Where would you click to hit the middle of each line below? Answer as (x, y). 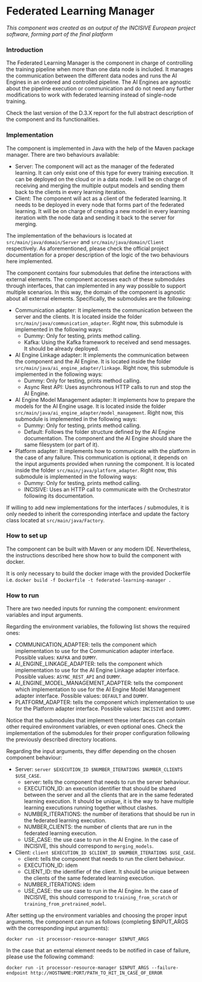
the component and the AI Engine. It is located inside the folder (93, 361)
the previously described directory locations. (62, 740)
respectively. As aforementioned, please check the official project (87, 248)
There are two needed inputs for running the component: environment (93, 608)
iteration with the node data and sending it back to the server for (95, 217)
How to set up (27, 536)
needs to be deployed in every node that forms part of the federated (99, 205)
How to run (23, 595)
